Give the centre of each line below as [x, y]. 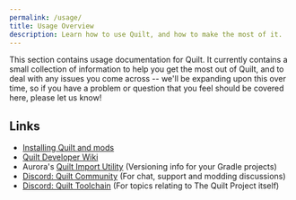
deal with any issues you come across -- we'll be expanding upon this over [148, 79]
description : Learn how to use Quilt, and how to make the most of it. [146, 34]
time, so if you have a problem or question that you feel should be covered [147, 88]
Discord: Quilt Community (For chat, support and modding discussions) [154, 177]
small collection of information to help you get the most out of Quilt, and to [147, 69]
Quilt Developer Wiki [60, 157]
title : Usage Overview [52, 26]
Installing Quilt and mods [68, 148]
